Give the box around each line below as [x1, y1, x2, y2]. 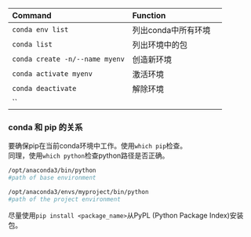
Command [12, 10, 53, 20]
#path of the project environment [8, 195, 122, 203]
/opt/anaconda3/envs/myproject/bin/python [8, 188, 149, 196]
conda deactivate [12, 84, 77, 93]
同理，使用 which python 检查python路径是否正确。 [8, 151, 169, 160]
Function [132, 10, 166, 20]
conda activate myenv [12, 70, 93, 78]
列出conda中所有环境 [132, 25, 211, 35]
